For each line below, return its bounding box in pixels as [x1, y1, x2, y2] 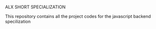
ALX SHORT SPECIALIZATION [5, 4, 66, 10]
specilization [5, 19, 31, 24]
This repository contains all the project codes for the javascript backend [5, 14, 151, 19]
